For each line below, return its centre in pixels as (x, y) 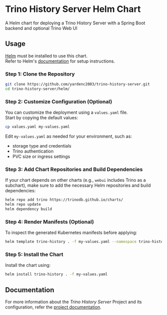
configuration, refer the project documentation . (53, 307)
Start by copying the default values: (42, 118)
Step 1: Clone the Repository (40, 74)
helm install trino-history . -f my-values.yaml (56, 274)
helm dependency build (29, 209)
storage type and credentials (42, 146)
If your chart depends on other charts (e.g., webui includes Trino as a (76, 180)
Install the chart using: (28, 265)
